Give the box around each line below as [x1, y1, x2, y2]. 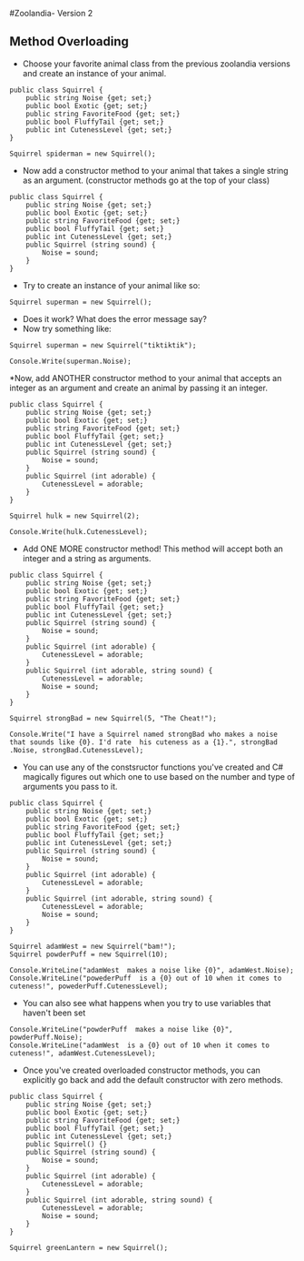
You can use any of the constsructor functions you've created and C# [22, 762, 284, 772]
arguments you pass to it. [22, 781, 118, 792]
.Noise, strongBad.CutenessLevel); [9, 745, 144, 754]
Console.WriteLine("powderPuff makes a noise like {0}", [9, 1024, 233, 1034]
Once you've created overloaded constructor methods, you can [22, 1064, 261, 1075]
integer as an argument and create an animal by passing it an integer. [9, 382, 268, 393]
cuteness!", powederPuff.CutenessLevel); [9, 982, 169, 991]
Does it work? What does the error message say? [22, 313, 207, 324]
